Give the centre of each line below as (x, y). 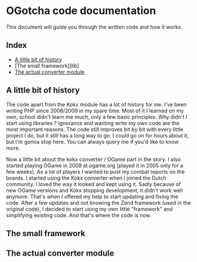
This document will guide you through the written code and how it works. (94, 27)
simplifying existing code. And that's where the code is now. (79, 215)
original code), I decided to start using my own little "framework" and (89, 209)
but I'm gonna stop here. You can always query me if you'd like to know (92, 142)
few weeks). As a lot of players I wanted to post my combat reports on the (96, 171)
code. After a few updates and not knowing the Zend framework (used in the (98, 202)
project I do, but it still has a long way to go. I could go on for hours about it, (97, 135)
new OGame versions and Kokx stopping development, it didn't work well (94, 190)
